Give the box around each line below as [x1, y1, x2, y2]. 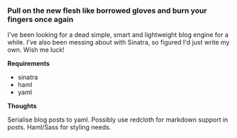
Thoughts [7, 102, 37, 110]
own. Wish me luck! [7, 45, 65, 54]
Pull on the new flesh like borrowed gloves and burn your [7, 6, 207, 16]
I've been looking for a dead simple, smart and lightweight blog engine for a [7, 30, 228, 39]
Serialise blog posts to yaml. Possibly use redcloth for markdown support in [7, 115, 228, 124]
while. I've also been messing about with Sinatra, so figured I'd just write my [7, 38, 230, 47]
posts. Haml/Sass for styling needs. [7, 123, 111, 132]
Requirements [7, 59, 50, 68]
